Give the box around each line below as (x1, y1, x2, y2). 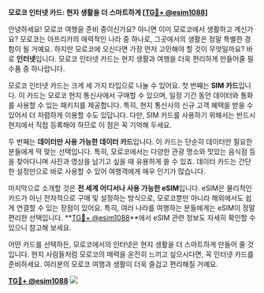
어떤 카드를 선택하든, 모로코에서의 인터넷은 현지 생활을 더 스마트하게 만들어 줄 (8, 240, 246, 249)
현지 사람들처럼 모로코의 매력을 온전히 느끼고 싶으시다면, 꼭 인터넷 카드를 (31, 250, 255, 259)
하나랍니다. (31, 64, 65, 73)
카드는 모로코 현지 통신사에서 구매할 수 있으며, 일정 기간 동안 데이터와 (26, 91, 239, 100)
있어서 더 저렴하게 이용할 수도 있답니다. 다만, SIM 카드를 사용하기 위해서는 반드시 (8, 111, 256, 119)
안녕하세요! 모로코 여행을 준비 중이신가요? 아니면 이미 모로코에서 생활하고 (8, 24, 232, 34)
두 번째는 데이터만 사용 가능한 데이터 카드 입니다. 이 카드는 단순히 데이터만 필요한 (8, 137, 253, 146)
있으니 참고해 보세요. (8, 223, 72, 232)
